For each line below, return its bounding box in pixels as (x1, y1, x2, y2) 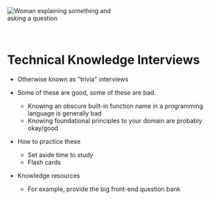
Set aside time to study (27, 150, 94, 158)
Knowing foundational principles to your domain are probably (27, 116, 202, 125)
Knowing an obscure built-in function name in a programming (27, 102, 203, 110)
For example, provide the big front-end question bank (27, 185, 181, 193)
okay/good (27, 124, 59, 132)
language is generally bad (27, 109, 102, 117)
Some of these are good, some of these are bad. (17, 88, 156, 96)
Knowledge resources (17, 171, 80, 179)
